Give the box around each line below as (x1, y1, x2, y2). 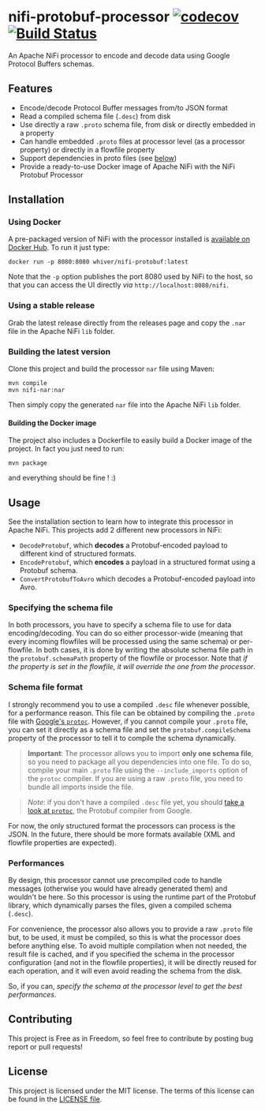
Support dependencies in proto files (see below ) (19, 153, 177, 163)
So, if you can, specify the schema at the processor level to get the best (8, 981, 243, 990)
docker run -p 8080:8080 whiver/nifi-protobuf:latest (8, 258, 189, 266)
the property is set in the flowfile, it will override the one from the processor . (8, 662, 256, 671)
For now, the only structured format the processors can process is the (8, 821, 236, 830)
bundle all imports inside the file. (27, 782, 134, 791)
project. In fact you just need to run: (8, 444, 125, 454)
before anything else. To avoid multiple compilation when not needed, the (8, 941, 247, 950)
